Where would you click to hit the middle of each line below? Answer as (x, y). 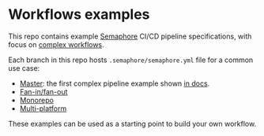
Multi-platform (43, 108)
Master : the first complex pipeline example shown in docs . (115, 83)
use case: (24, 68)
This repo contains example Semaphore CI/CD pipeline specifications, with (130, 36)
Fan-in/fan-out (43, 91)
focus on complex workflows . (56, 44)
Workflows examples (79, 15)
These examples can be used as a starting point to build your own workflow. (132, 123)
